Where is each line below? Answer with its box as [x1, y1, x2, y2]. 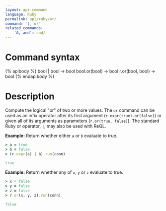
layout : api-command [5, 7, 48, 12]
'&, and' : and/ [14, 30, 46, 35]
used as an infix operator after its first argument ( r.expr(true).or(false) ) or [5, 112, 162, 118]
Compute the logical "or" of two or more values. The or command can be [5, 107, 155, 113]
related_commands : [5, 26, 43, 31]
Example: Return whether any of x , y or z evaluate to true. [5, 169, 123, 175]
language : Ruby [5, 12, 37, 17]
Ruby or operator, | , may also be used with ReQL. [5, 123, 106, 129]
